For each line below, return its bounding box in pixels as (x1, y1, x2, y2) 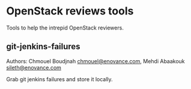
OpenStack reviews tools (6, 4, 134, 18)
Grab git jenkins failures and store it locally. (6, 75, 113, 82)
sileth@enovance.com (6, 64, 62, 71)
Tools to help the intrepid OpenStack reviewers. (6, 24, 124, 31)
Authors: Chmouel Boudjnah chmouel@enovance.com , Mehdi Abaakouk (6, 57, 185, 64)
